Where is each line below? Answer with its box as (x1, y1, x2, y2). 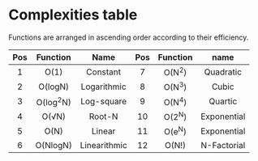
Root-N (88, 111, 118, 122)
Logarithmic (80, 81, 127, 92)
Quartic (209, 95, 238, 107)
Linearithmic (80, 139, 127, 150)
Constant (86, 66, 122, 78)
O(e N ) (163, 125, 187, 138)
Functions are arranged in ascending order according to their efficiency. (8, 32, 249, 42)
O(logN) (38, 81, 70, 92)
